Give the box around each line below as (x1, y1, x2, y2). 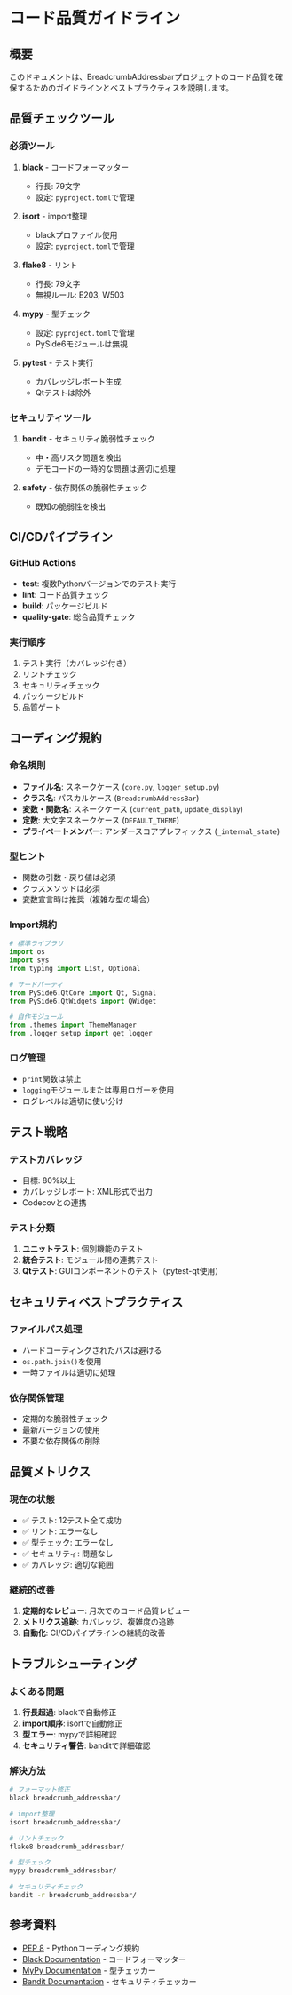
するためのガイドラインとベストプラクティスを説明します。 (16, 83, 234, 93)
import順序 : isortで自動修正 (21, 1718, 123, 1729)
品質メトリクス (9, 1464, 91, 1479)
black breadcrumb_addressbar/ (9, 1793, 122, 1803)
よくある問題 (9, 1685, 65, 1697)
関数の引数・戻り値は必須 (21, 871, 116, 882)
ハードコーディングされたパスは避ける (21, 1345, 162, 1355)
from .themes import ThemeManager (9, 1021, 138, 1030)
